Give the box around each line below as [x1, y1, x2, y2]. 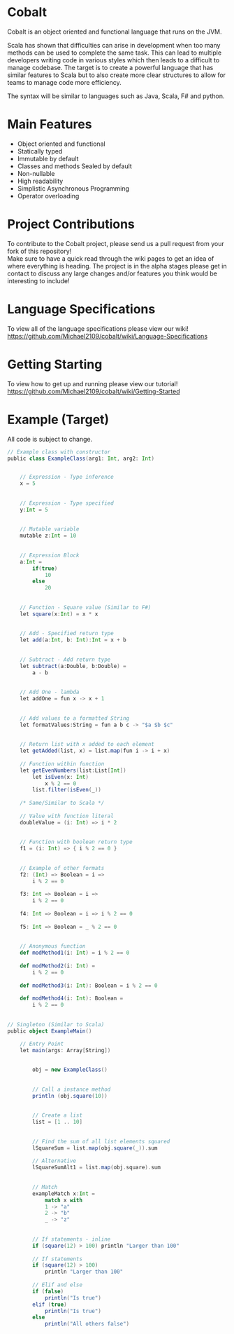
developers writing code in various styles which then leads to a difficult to [7, 55, 220, 64]
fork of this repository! [7, 247, 72, 255]
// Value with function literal [20, 812, 114, 819]
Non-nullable [17, 169, 55, 177]
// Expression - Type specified [20, 499, 114, 507]
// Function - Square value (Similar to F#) [20, 604, 152, 611]
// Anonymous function [20, 943, 86, 950]
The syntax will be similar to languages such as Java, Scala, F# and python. [7, 92, 225, 100]
